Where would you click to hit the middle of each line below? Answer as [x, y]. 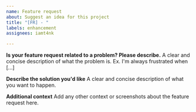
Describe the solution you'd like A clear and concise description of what [95, 79]
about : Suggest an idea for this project [58, 17]
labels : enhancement [32, 28]
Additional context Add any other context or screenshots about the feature [98, 97]
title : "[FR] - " [27, 22]
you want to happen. [31, 85]
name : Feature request [34, 11]
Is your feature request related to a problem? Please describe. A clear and [98, 55]
